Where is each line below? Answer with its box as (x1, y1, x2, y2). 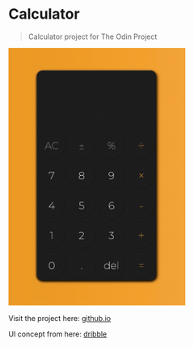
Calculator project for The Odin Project (27, 32, 158, 41)
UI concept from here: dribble (8, 329, 108, 339)
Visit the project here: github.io (8, 314, 112, 323)
